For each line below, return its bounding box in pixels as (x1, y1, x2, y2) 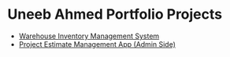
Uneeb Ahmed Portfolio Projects (7, 5, 222, 23)
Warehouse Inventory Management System (18, 31, 160, 41)
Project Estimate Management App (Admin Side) (18, 39, 176, 48)
